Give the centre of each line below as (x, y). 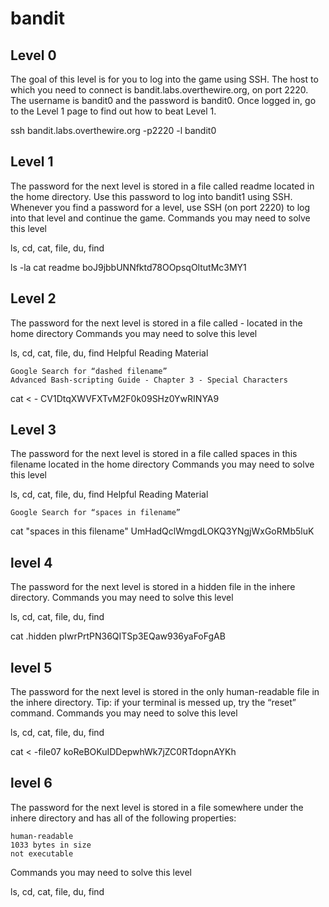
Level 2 (33, 298)
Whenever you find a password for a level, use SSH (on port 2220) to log (160, 207)
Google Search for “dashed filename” (89, 371)
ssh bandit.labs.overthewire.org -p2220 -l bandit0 (113, 130)
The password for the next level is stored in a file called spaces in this (154, 454)
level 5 (31, 667)
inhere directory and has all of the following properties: (123, 818)
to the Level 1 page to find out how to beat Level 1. (113, 111)
